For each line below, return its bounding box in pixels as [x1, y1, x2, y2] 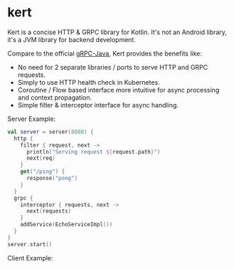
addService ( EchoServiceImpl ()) [20, 221, 113, 228]
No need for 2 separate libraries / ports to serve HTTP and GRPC [17, 63, 208, 71]
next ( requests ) [26, 208, 72, 215]
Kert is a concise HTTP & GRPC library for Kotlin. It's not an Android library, [7, 28, 228, 36]
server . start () [7, 241, 53, 248]
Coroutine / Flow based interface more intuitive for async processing [17, 85, 220, 94]
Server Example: [7, 115, 55, 123]
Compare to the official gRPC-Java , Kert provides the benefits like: [7, 49, 203, 58]
